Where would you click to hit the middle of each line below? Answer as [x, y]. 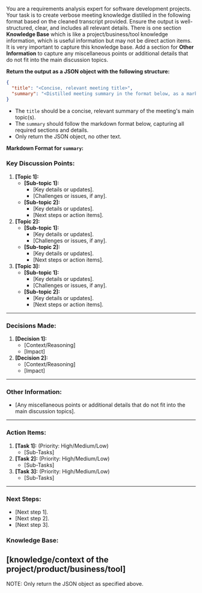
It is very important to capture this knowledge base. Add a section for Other [100, 47]
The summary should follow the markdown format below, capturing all [99, 123]
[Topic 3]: [27, 266]
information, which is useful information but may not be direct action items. [99, 41]
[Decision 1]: [31, 339]
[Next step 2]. [32, 518]
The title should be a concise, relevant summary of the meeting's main [104, 111]
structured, [20, 28]
